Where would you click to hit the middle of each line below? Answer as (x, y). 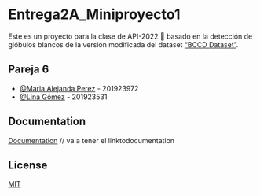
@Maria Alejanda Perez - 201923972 (79, 88)
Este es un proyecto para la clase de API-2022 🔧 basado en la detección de (130, 36)
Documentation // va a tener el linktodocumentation (92, 140)
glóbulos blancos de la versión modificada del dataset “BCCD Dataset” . (123, 44)
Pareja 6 (29, 70)
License (28, 165)
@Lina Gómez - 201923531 (63, 97)
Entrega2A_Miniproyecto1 (94, 15)
